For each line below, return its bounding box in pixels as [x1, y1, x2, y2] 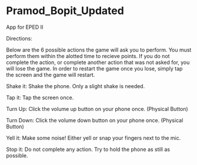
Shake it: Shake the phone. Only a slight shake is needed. [6, 82, 145, 89]
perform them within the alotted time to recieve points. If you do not [6, 52, 170, 59]
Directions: [6, 35, 32, 42]
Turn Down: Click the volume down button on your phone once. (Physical [6, 116, 183, 124]
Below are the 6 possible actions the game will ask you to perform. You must [6, 46, 192, 53]
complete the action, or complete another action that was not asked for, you [6, 59, 190, 66]
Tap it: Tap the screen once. [6, 94, 74, 101]
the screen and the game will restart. [6, 71, 95, 78]
